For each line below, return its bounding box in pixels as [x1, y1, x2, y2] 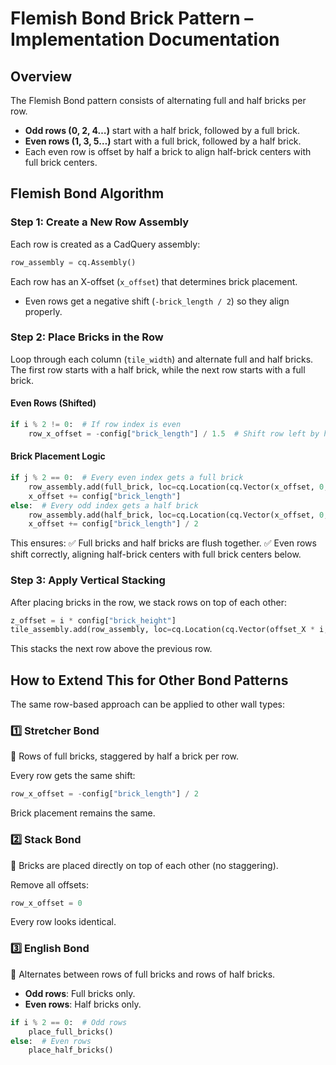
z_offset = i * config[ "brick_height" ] [10, 615, 177, 626]
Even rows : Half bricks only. [24, 998, 142, 1010]
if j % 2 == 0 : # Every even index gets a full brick [10, 473, 244, 483]
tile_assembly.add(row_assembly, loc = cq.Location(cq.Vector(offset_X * [10, 625, 315, 635]
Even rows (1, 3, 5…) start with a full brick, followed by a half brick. [24, 135, 302, 147]
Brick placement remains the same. [10, 807, 156, 819]
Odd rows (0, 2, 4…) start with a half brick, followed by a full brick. [24, 125, 301, 136]
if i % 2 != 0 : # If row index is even [10, 420, 182, 430]
